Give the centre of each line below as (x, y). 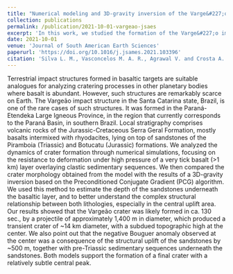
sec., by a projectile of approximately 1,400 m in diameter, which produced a (116, 219)
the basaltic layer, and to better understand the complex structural (102, 196)
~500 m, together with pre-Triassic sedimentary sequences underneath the (115, 248)
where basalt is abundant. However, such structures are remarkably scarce (114, 93)
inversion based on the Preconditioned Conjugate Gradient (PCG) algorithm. (116, 182)
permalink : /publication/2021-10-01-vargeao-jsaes (82, 26)
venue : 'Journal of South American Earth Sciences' (83, 46)
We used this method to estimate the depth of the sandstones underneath (113, 189)
